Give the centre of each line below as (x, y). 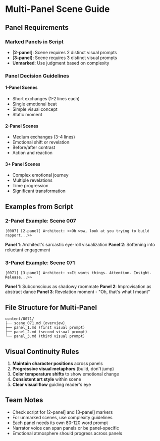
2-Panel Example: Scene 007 (41, 220)
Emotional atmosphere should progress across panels (67, 433)
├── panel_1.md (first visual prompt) (45, 328)
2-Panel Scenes (22, 126)
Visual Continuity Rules (42, 351)
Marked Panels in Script (34, 42)
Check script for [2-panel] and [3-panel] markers (62, 412)
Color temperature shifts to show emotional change (66, 374)
